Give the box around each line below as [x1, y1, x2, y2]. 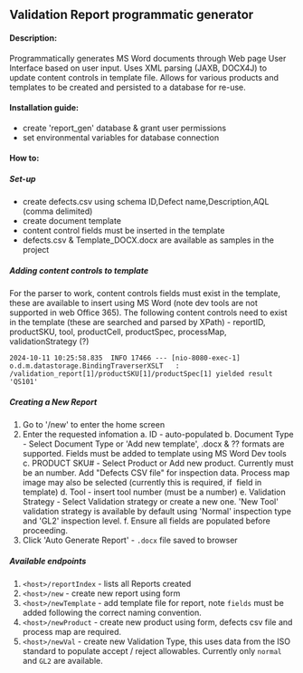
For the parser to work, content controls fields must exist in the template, [9, 288, 280, 299]
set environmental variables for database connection [22, 131, 220, 143]
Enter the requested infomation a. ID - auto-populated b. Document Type [22, 429, 294, 440]
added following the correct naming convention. [22, 607, 202, 619]
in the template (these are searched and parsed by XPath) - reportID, [9, 317, 266, 328]
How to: [9, 153, 40, 164]
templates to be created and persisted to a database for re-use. [9, 82, 246, 92]
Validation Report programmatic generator [9, 7, 254, 23]
